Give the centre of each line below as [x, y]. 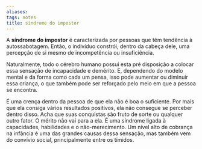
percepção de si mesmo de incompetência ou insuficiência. [80, 53]
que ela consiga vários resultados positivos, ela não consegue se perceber [99, 108]
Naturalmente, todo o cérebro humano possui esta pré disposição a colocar [100, 64]
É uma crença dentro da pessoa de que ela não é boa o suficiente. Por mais [100, 102]
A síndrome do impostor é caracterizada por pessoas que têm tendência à [99, 40]
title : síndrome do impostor [43, 23]
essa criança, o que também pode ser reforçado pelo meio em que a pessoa [101, 84]
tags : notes [21, 17]
